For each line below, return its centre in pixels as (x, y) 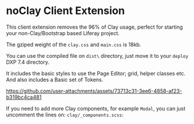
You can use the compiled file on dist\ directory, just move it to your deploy (97, 56)
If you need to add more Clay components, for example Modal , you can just (96, 108)
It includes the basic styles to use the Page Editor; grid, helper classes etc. (96, 73)
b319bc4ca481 (24, 97)
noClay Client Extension (65, 11)
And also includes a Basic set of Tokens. (55, 80)
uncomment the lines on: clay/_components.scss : (65, 115)
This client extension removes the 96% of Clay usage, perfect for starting (94, 27)
